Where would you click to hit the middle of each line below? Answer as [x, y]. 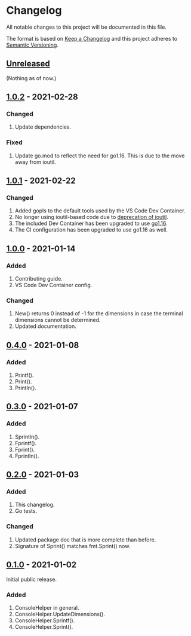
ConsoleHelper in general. [47, 607]
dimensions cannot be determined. [58, 320]
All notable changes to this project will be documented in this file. [87, 27]
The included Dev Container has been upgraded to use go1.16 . [91, 223]
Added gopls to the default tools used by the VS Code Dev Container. [100, 211]
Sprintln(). [27, 437]
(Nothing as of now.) [31, 78]
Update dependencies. [43, 127]
